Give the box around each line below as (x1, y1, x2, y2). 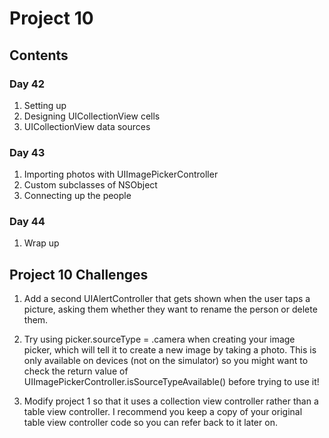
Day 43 (9, 145, 46, 159)
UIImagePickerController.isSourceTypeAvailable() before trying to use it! (23, 376, 320, 388)
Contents (9, 47, 69, 64)
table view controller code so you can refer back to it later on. (23, 417, 278, 429)
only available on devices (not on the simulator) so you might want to (23, 355, 309, 367)
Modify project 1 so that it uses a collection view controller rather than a (23, 395, 319, 407)
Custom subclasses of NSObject (23, 179, 158, 191)
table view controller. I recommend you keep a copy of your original (23, 406, 303, 418)
